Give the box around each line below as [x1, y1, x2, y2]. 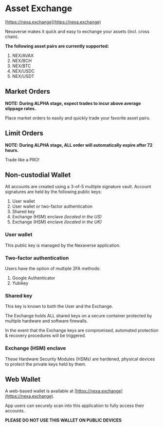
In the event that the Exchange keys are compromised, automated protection [5, 328, 159, 333]
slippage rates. [5, 105, 36, 111]
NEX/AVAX [12, 52, 34, 58]
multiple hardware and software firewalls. [5, 318, 88, 324]
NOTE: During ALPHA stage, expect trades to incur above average [5, 100, 141, 106]
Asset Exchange [5, 3, 72, 14]
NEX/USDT [12, 73, 35, 79]
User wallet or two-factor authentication [12, 203, 93, 210]
